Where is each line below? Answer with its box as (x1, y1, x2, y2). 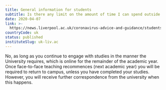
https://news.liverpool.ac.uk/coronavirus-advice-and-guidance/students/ (9, 26, 165, 31)
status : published (5, 35, 43, 40)
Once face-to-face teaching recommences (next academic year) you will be (5, 63, 160, 69)
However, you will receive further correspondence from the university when (5, 74, 160, 80)
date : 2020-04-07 (5, 16, 41, 21)
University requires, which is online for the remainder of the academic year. (5, 58, 159, 64)
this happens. (5, 79, 33, 85)
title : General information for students (5, 7, 92, 12)
